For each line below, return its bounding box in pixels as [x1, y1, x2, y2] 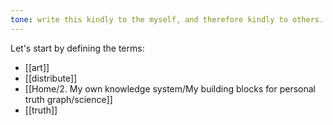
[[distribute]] [24, 72, 78, 84]
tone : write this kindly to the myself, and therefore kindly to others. [10, 14, 325, 25]
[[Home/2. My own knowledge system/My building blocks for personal [24, 82, 317, 95]
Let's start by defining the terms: [10, 42, 145, 54]
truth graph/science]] [24, 93, 113, 105]
